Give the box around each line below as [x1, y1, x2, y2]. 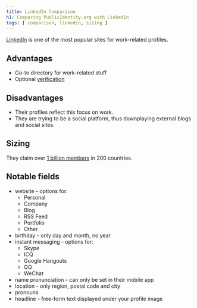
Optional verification [14, 76, 65, 83]
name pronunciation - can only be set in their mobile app [14, 276, 154, 283]
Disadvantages [6, 93, 64, 103]
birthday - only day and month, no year [14, 232, 111, 239]
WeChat [23, 269, 43, 277]
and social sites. [14, 122, 55, 128]
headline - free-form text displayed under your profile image [14, 295, 163, 302]
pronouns [14, 288, 39, 295]
